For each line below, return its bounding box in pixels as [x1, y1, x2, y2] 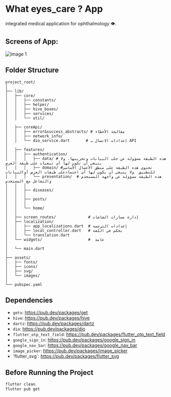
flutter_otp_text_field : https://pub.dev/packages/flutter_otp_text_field [12, 331, 165, 337]
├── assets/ [5, 255, 31, 260]
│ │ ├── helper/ [5, 102, 50, 107]
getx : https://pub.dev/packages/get [12, 310, 88, 316]
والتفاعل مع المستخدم [5, 178, 52, 184]
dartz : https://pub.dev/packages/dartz [12, 320, 94, 327]
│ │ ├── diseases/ [5, 187, 54, 193]
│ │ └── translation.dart [5, 232, 70, 238]
